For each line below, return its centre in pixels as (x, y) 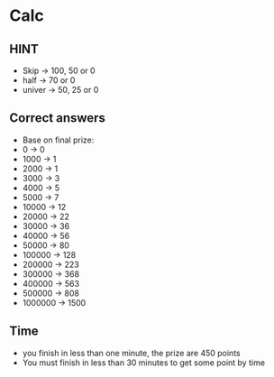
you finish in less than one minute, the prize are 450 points (131, 353)
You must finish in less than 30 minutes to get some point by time (144, 363)
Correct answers (58, 118)
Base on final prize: (58, 140)
